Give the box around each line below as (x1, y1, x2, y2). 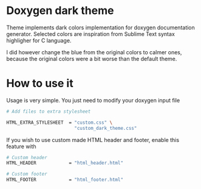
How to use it (6, 77, 74, 90)
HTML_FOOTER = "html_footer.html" (6, 177, 123, 183)
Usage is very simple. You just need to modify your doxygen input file (6, 96, 180, 104)
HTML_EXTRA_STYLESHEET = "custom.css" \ (6, 119, 113, 126)
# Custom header (6, 154, 47, 160)
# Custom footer (6, 171, 47, 177)
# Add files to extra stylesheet (6, 108, 91, 115)
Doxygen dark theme (6, 4, 114, 18)
